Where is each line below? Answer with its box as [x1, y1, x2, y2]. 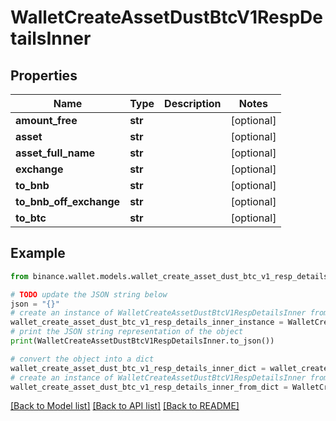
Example [10, 245, 66, 262]
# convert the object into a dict [10, 354, 155, 364]
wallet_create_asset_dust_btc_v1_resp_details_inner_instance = [10, 317, 284, 328]
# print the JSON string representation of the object [10, 327, 244, 337]
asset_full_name [15, 146, 96, 160]
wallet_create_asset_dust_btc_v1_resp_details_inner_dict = [10, 363, 267, 373]
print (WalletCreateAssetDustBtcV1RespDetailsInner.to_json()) [10, 336, 275, 346]
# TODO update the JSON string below [10, 289, 168, 300]
